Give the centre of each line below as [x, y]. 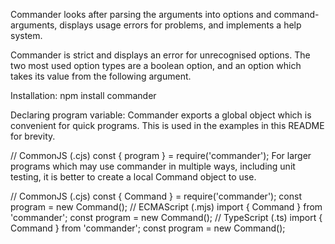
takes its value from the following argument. [101, 76]
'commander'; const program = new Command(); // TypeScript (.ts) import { [166, 217]
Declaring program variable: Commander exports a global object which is [161, 115]
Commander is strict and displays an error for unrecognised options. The [160, 55]
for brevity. [33, 136]
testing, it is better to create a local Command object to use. [133, 177]
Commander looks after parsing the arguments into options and [141, 14]
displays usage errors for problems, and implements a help [180, 25]
